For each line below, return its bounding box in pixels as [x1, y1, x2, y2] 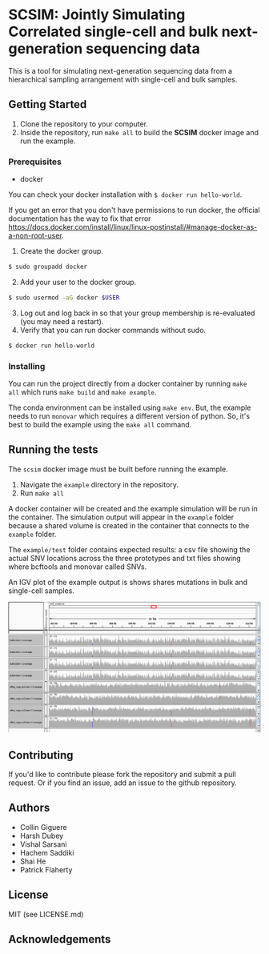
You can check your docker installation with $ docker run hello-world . [8, 190, 243, 199]
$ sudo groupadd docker [8, 263, 88, 271]
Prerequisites [8, 156, 62, 167]
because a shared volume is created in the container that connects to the [8, 520, 250, 530]
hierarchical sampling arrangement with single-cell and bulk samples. [8, 74, 238, 84]
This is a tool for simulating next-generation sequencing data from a [8, 66, 233, 75]
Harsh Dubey [19, 831, 64, 840]
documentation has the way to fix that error [8, 214, 151, 223]
